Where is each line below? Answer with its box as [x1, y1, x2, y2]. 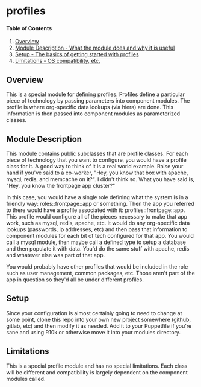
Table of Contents [6, 24, 52, 31]
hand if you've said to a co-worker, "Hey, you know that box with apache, [6, 169, 188, 176]
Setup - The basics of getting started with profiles [14, 51, 140, 58]
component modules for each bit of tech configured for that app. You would [6, 232, 194, 240]
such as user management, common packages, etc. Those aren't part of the [6, 270, 196, 277]
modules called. [6, 375, 46, 382]
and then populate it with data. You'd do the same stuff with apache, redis [6, 245, 190, 252]
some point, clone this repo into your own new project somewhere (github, [6, 316, 191, 323]
